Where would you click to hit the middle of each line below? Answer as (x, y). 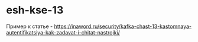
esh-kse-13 (35, 10)
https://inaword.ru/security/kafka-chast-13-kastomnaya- (123, 26)
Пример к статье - (30, 26)
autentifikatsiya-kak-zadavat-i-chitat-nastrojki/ (63, 32)
